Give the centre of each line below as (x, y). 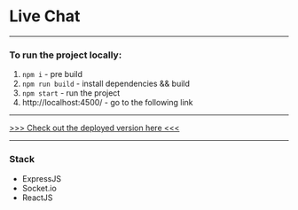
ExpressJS (42, 178)
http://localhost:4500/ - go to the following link (107, 103)
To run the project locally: (66, 55)
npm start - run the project (71, 93)
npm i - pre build (52, 74)
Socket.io (39, 188)
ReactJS (37, 198)
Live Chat (45, 16)
